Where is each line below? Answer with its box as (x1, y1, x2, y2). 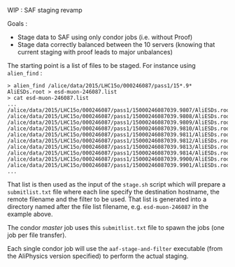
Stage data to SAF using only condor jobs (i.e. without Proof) (17, 33, 193, 41)
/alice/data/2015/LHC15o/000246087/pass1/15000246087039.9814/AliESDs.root (7, 150, 233, 157)
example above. (7, 210, 54, 218)
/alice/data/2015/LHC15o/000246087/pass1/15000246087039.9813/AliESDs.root (7, 143, 233, 150)
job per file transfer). (7, 231, 67, 239)
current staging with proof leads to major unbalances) (17, 48, 173, 56)
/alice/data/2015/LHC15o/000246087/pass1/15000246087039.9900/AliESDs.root (7, 156, 233, 163)
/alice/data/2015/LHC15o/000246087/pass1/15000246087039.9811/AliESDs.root (7, 131, 233, 138)
